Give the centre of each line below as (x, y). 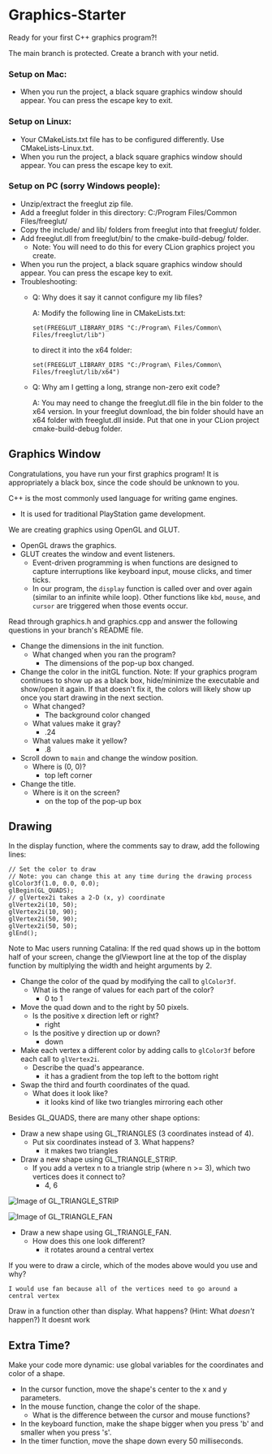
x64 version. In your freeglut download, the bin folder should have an (148, 411)
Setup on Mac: (38, 74)
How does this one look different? (89, 1241)
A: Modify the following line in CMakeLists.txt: (109, 313)
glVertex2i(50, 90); (43, 919)
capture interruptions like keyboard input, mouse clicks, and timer (142, 571)
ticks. (41, 580)
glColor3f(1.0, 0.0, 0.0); (54, 884)
